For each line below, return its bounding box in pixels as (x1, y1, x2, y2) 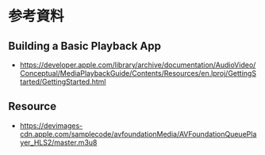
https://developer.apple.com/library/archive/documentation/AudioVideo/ (19, 60, 256, 70)
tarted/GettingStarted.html (19, 77, 106, 86)
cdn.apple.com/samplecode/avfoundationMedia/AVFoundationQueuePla (19, 129, 257, 138)
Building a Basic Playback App (8, 39, 161, 52)
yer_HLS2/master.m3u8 (19, 138, 98, 147)
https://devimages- (19, 120, 83, 130)
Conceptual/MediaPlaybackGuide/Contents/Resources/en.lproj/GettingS (19, 69, 256, 77)
